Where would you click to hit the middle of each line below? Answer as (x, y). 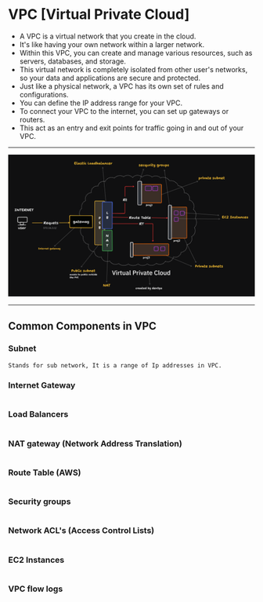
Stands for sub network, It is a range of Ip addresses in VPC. (115, 366)
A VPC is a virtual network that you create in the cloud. (108, 36)
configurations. (44, 94)
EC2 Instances (36, 560)
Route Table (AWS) (45, 472)
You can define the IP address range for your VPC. (101, 103)
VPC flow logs (36, 589)
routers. (32, 119)
